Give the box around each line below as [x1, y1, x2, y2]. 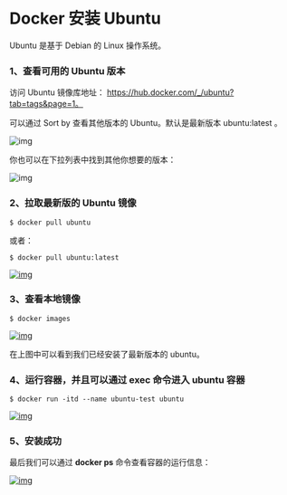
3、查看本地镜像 [9, 293, 81, 306]
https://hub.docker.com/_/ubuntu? [107, 87, 234, 98]
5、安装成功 [9, 435, 62, 448]
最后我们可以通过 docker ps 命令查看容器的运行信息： [9, 457, 211, 468]
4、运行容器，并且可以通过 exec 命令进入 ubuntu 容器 [9, 373, 246, 386]
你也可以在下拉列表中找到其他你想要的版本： [9, 155, 177, 166]
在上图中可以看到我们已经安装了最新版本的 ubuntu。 [9, 348, 206, 359]
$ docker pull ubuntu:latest [9, 252, 120, 262]
